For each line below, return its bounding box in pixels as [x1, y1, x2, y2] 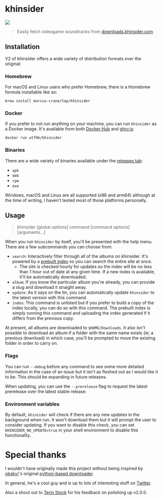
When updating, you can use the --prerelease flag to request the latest [5, 383, 148, 389]
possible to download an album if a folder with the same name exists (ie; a [5, 330, 154, 336]
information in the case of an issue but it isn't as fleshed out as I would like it [5, 369, 158, 375]
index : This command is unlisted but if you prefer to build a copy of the [12, 300, 154, 306]
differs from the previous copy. [12, 315, 74, 321]
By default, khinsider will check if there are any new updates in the [5, 412, 140, 418]
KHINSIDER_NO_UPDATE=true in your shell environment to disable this [5, 427, 139, 433]
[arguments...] [17, 230, 46, 235]
